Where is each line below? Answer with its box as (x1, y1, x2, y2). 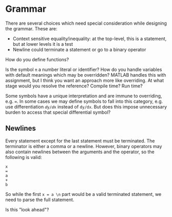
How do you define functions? (5, 56, 69, 62)
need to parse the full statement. (5, 196, 74, 203)
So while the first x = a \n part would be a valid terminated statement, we (5, 191, 162, 197)
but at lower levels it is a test (12, 41, 73, 47)
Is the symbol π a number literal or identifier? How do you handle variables (5, 66, 162, 73)
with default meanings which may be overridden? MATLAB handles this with (5, 71, 166, 78)
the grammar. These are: (5, 25, 58, 31)
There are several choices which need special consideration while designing (5, 20, 167, 26)
